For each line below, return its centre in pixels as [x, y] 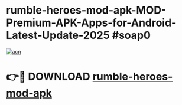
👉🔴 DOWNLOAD [48, 77]
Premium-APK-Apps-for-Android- [91, 23]
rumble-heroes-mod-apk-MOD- [86, 10]
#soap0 [131, 35]
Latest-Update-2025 [58, 35]
